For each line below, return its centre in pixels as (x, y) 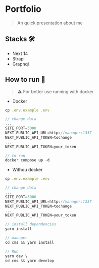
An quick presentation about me (50, 23)
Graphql (21, 64)
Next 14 (20, 54)
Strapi (18, 58)
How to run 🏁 (25, 80)
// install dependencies (31, 224)
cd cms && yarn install (30, 242)
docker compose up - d (27, 160)
